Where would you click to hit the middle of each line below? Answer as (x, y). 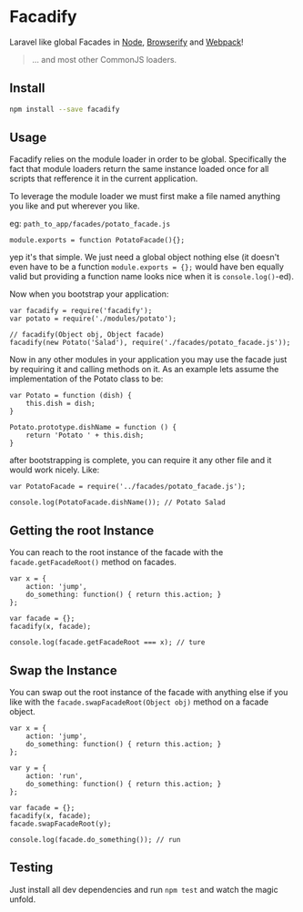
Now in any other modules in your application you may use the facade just (148, 360)
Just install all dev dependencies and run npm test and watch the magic (144, 889)
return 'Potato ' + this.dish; (85, 436)
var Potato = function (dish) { (71, 396)
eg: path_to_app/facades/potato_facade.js (90, 224)
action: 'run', (55, 776)
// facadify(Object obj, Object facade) (87, 335)
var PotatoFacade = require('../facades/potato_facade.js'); (128, 487)
